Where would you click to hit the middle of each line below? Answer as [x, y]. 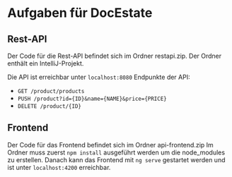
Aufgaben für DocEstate [80, 13]
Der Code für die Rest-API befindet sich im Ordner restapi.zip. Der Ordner [115, 56]
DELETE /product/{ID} [49, 106]
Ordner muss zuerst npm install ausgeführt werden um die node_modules [116, 152]
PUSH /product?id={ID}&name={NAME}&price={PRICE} [92, 99]
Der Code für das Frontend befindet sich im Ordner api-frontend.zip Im [110, 145]
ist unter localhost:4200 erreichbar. [59, 167]
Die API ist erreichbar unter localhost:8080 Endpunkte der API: [99, 77]
